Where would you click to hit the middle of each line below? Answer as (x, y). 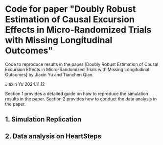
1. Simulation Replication (43, 119)
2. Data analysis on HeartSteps (53, 136)
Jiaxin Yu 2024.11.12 (25, 84)
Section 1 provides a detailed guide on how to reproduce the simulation (77, 94)
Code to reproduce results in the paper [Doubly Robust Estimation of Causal (82, 64)
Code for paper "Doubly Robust (70, 9)
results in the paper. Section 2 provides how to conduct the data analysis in (81, 98)
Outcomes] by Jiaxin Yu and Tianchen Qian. (49, 74)
